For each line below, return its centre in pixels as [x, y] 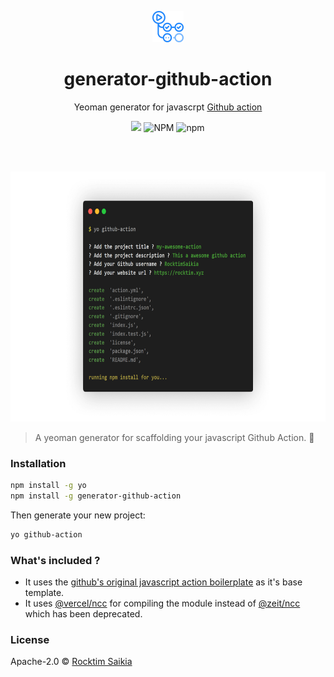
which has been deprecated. [83, 614]
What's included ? [55, 560]
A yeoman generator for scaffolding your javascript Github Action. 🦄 [174, 437]
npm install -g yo [48, 486]
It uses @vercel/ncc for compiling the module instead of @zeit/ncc [162, 603]
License [30, 640]
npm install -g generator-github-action [96, 496]
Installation [38, 463]
